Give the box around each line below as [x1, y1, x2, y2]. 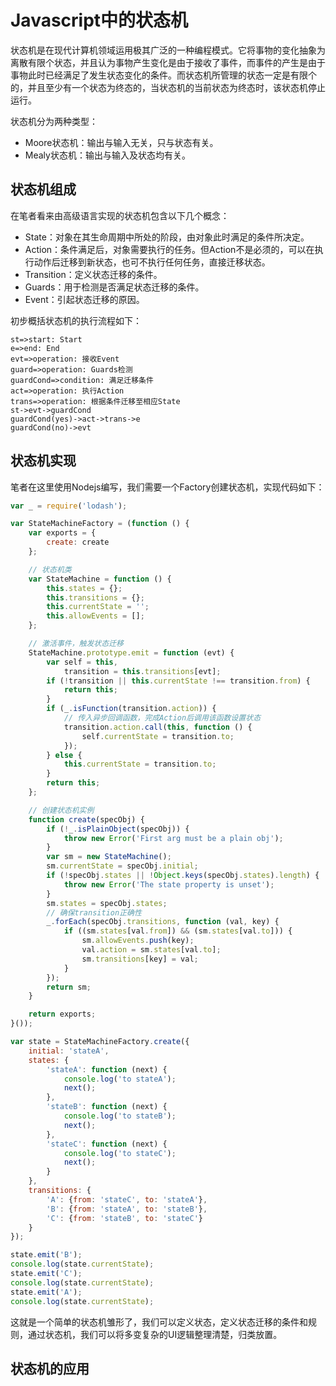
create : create [46, 537, 110, 548]
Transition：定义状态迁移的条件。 [24, 268, 163, 280]
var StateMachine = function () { [28, 574, 172, 584]
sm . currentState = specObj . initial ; [46, 861, 199, 871]
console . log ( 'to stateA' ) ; [63, 1074, 177, 1084]
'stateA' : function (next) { [46, 1064, 168, 1075]
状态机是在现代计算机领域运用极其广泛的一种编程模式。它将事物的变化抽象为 [10, 44, 326, 56]
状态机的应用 [10, 1360, 90, 1377]
